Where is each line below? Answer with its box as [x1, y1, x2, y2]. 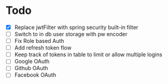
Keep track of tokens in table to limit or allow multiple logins [14, 51, 163, 58]
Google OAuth [14, 58, 50, 65]
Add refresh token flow [14, 44, 72, 51]
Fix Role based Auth [14, 37, 64, 45]
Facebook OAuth [14, 71, 57, 79]
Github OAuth [14, 65, 49, 72]
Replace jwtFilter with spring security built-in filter [14, 24, 138, 31]
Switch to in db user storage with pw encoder [14, 31, 128, 37]
